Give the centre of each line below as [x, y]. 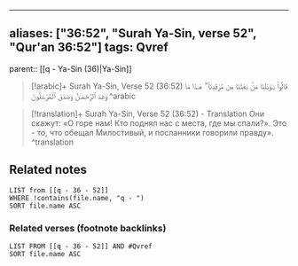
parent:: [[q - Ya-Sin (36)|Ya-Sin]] [71, 68]
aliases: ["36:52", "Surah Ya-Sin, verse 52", [133, 33]
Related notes [48, 170]
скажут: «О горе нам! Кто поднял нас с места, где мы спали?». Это [159, 123]
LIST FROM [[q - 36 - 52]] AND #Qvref [81, 246]
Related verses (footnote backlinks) [88, 228]
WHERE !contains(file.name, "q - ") [77, 198]
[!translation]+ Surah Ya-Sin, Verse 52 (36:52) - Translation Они [148, 113]
